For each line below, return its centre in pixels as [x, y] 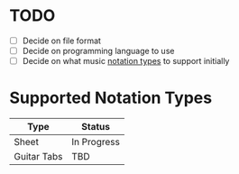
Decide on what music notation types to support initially [126, 61]
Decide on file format [62, 41]
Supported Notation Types [111, 98]
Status [96, 127]
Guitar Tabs [38, 157]
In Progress [96, 142]
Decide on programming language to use [98, 51]
